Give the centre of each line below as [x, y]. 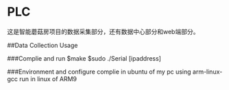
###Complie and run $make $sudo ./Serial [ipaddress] [84, 58]
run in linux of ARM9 [48, 78]
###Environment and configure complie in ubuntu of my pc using [99, 72]
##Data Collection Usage [43, 45]
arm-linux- [207, 72]
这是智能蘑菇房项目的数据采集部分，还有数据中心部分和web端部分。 [103, 31]
